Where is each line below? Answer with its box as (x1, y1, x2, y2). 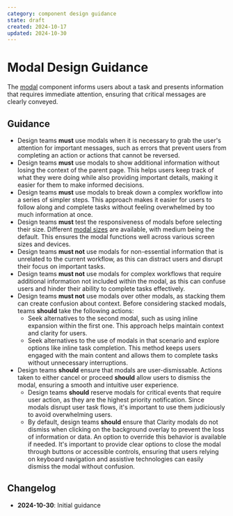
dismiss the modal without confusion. (27, 462, 136, 471)
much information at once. (17, 211, 93, 218)
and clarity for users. (27, 329, 88, 337)
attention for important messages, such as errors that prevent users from (17, 144, 227, 152)
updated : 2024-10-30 (7, 29, 67, 37)
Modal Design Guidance (7, 60, 148, 75)
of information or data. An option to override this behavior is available (27, 433, 227, 441)
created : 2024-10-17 (7, 23, 67, 30)
